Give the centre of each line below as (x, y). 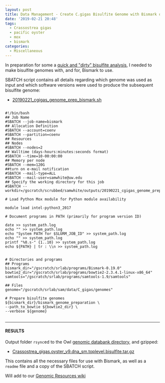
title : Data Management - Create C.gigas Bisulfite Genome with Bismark (81, 14)
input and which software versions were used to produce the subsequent (79, 85)
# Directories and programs (34, 259)
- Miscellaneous (26, 51)
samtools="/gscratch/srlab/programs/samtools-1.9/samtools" (68, 277)
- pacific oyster (27, 32)
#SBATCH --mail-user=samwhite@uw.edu (44, 178)
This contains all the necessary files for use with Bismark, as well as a (76, 361)
